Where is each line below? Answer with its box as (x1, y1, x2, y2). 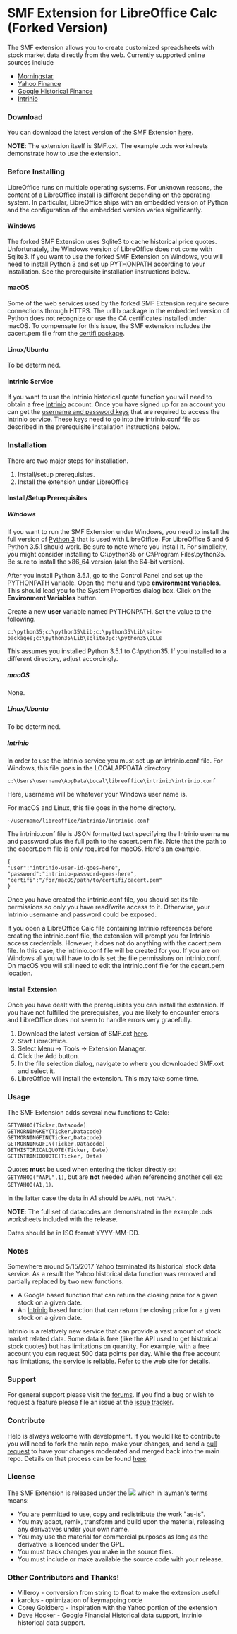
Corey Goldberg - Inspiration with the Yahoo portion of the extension (17, 1604, 217, 1612)
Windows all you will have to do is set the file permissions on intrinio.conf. (7, 954, 222, 962)
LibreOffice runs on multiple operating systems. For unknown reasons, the (7, 183, 224, 191)
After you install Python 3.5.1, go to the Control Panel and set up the (7, 571, 203, 580)
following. (7, 615, 36, 624)
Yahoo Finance (17, 79, 61, 87)
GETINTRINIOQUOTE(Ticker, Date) (7, 1152, 102, 1160)
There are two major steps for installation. (7, 456, 129, 465)
